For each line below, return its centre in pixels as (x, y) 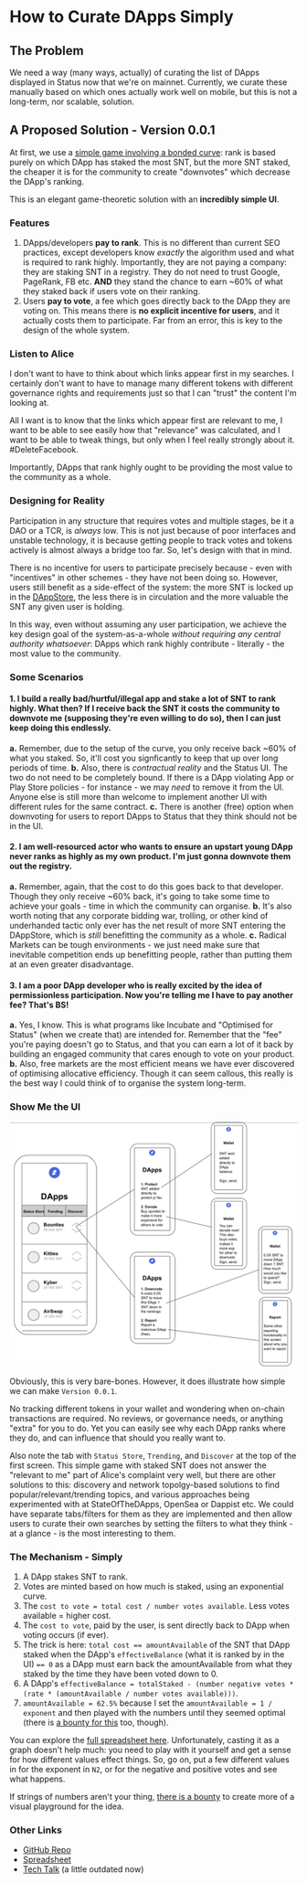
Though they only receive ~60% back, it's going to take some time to (140, 897)
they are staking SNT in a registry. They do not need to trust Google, (151, 272)
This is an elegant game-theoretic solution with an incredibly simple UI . (144, 199)
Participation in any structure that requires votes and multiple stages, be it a (152, 521)
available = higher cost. (67, 1616)
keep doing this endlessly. (60, 728)
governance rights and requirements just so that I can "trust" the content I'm (153, 393)
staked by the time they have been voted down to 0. (121, 1674)
